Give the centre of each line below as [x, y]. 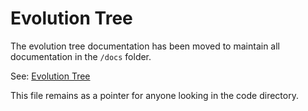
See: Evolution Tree [50, 76]
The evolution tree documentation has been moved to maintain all [145, 46]
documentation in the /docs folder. [81, 56]
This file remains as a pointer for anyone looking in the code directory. [154, 95]
